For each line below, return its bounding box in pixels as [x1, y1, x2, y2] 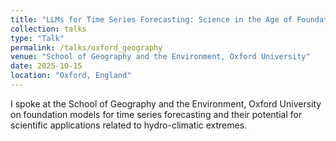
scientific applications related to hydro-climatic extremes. [10, 119, 248, 131]
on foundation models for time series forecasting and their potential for [10, 108, 303, 120]
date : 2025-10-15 [10, 61, 83, 71]
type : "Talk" [10, 33, 65, 43]
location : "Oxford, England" [10, 71, 132, 81]
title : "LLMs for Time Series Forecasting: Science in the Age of [10, 14, 293, 25]
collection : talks [10, 24, 87, 34]
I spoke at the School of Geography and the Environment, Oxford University [10, 97, 322, 110]
